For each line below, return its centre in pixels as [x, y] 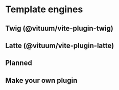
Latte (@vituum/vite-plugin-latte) [60, 45]
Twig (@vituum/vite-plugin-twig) [59, 28]
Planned [19, 63]
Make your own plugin [41, 80]
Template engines [44, 9]
